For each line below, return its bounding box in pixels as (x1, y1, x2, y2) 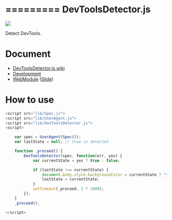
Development (12, 70, 41, 76)
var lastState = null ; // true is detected (14, 139, 109, 145)
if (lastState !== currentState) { (32, 167, 109, 172)
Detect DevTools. (5, 30, 42, 36)
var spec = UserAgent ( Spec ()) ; (14, 134, 81, 139)
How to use (5, 94, 54, 106)
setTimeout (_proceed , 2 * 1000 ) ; (32, 186, 104, 192)
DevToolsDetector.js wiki (12, 65, 65, 71)
